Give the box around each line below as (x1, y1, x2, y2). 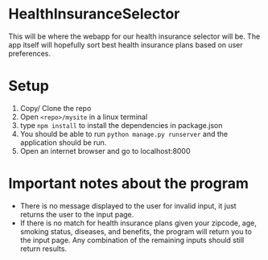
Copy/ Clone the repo (19, 103, 92, 113)
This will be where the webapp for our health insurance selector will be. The (8, 31, 261, 41)
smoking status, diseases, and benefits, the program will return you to (19, 226, 252, 236)
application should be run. (19, 138, 107, 147)
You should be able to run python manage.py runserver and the (19, 129, 228, 138)
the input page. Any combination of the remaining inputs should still (19, 235, 245, 245)
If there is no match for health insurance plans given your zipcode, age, (19, 218, 258, 228)
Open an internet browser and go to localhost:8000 (19, 146, 191, 155)
